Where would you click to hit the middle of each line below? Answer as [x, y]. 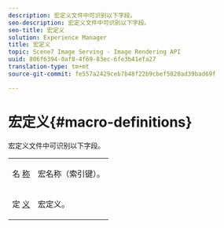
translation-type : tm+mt [49, 67]
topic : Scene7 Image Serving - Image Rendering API [94, 52]
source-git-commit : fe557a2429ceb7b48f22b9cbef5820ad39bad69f [112, 74]
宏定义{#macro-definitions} [100, 122]
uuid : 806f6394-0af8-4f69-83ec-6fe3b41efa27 [82, 60]
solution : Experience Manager [58, 37]
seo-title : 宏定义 [37, 30]
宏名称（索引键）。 [72, 174]
